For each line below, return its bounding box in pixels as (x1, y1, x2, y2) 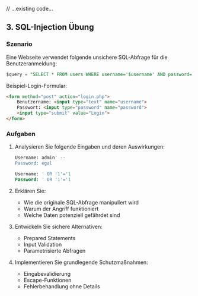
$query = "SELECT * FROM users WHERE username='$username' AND (6, 71, 166, 77)
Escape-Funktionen (23, 276, 72, 284)
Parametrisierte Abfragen (23, 247, 86, 254)
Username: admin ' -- (14, 155, 66, 161)
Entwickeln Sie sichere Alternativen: (14, 223, 103, 230)
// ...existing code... (6, 5, 53, 12)
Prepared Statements (23, 234, 76, 241)
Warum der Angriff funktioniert (23, 205, 99, 212)
